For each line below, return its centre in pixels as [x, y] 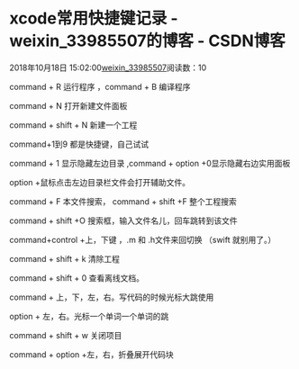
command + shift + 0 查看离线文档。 [77, 278]
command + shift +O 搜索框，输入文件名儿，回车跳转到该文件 [123, 220]
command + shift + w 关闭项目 [66, 335]
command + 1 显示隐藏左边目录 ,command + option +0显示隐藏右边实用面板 [150, 163]
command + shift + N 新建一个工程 [73, 125]
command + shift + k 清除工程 [64, 258]
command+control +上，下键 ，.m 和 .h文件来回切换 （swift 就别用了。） [143, 239]
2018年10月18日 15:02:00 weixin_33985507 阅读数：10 [108, 67]
